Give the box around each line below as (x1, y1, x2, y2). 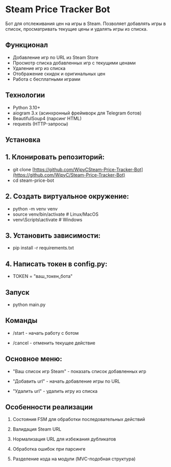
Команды (5, 316, 38, 325)
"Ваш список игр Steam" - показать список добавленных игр (12, 368, 146, 374)
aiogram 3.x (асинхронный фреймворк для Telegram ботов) (12, 110, 142, 116)
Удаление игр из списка (12, 65, 66, 71)
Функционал (5, 41, 48, 50)
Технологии (5, 91, 45, 100)
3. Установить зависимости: (5, 231, 101, 240)
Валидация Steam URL (12, 426, 62, 432)
